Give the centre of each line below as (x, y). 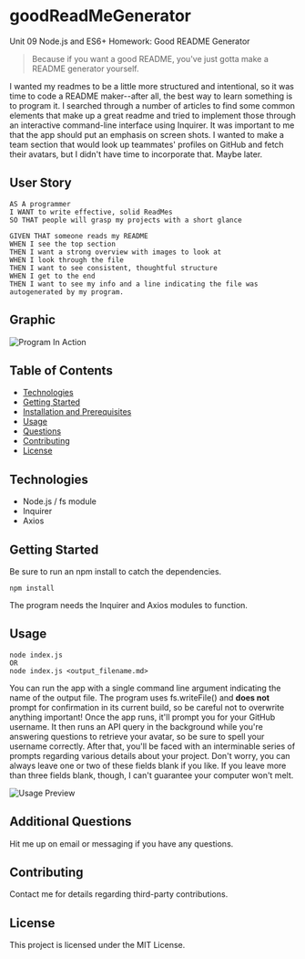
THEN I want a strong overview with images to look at (116, 252)
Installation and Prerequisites (77, 412)
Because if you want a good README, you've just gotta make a (150, 58)
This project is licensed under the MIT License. (97, 945)
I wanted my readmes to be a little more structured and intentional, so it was (152, 86)
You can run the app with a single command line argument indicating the (145, 688)
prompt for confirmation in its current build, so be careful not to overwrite (147, 707)
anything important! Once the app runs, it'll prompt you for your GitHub (142, 717)
